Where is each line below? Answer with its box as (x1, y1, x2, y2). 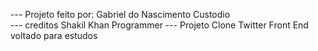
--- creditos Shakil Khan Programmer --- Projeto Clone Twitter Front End (10, 19, 309, 31)
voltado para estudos (10, 30, 98, 41)
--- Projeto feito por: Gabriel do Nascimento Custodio (10, 9, 231, 20)
